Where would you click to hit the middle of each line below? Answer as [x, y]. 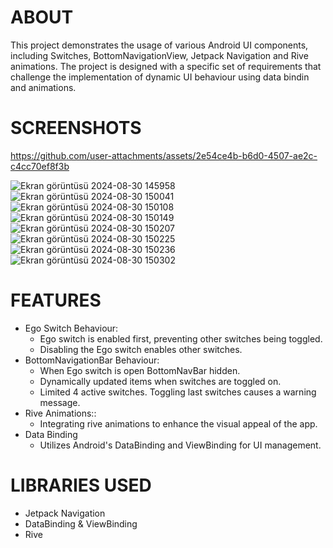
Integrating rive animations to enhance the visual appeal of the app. [178, 423]
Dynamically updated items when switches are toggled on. [160, 381]
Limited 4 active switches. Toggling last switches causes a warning [178, 392]
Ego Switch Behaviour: [71, 328]
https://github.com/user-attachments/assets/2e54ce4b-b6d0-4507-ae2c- [164, 155]
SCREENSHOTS [76, 128]
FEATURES [56, 300]
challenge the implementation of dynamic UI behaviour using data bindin [160, 77]
